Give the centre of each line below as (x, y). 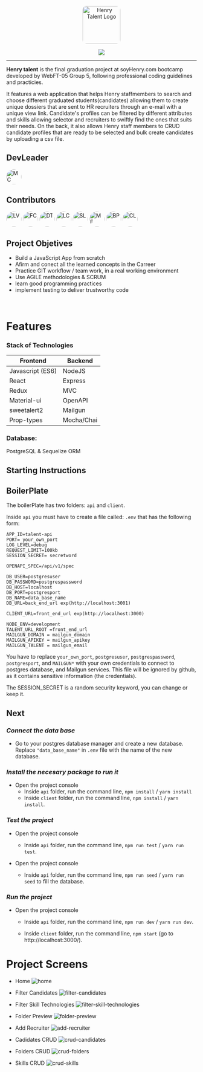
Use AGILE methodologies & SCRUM (60, 277)
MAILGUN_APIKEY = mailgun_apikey (48, 641)
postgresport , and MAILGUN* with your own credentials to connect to (90, 663)
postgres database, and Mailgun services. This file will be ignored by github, (101, 670)
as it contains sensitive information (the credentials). (72, 676)
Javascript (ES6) (33, 370)
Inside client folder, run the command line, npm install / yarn (101, 798)
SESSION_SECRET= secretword (42, 556)
